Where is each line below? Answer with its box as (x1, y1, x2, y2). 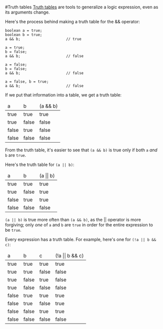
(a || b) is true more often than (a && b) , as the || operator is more (5, 217, 141, 222)
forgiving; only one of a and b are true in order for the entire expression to (5, 222, 153, 228)
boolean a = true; (5, 28, 42, 33)
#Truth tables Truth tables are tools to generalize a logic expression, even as (5, 4, 159, 10)
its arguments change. (5, 9, 50, 15)
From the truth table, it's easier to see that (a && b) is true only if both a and (5, 147, 158, 153)
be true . (5, 227, 22, 233)
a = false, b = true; (5, 79, 49, 84)
